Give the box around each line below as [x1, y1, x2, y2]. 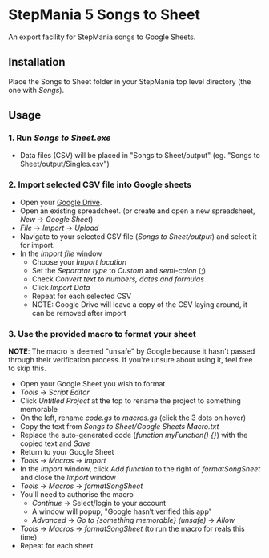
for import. [19, 240, 55, 249]
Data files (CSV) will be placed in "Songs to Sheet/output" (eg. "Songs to [19, 151, 260, 160]
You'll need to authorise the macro [19, 490, 134, 499]
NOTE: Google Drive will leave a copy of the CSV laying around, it [31, 299, 248, 309]
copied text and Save [19, 439, 90, 448]
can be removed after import [31, 308, 126, 317]
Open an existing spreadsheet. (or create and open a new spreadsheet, [19, 206, 255, 216]
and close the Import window [19, 473, 116, 483]
